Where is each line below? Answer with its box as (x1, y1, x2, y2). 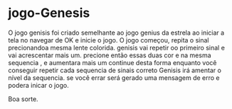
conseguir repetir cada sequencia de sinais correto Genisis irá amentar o (8, 66, 221, 74)
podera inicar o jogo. (8, 81, 70, 89)
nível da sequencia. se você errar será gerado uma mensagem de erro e (8, 73, 220, 82)
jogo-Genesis (8, 5, 90, 21)
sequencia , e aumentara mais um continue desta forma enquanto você (8, 58, 217, 67)
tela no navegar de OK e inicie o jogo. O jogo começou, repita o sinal (8, 35, 209, 44)
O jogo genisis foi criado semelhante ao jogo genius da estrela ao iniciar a (8, 28, 225, 37)
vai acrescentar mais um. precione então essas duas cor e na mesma (8, 51, 212, 59)
